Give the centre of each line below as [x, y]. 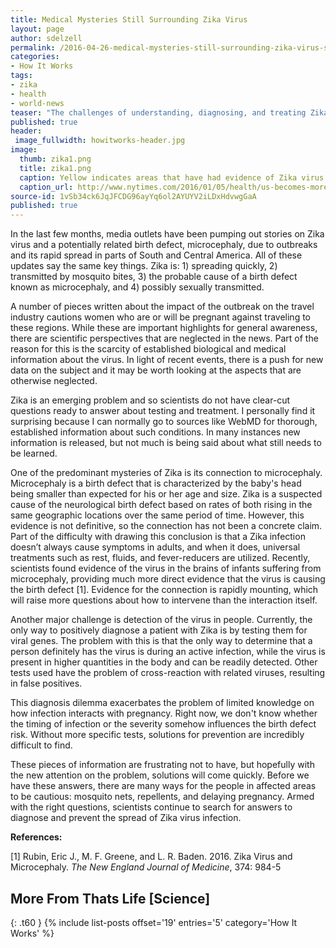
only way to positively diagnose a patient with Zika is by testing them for [159, 630]
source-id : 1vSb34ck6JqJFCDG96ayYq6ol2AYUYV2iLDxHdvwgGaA [133, 196]
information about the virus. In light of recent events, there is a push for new [167, 360]
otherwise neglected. [54, 381]
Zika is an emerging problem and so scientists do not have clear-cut [150, 400]
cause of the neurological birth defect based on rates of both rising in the [161, 505]
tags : [21, 76]
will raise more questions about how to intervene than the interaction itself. [164, 600]
